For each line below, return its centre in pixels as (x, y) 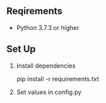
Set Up (21, 49)
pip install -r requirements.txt (57, 78)
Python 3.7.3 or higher (48, 27)
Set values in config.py (49, 92)
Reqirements (34, 11)
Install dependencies (46, 65)
